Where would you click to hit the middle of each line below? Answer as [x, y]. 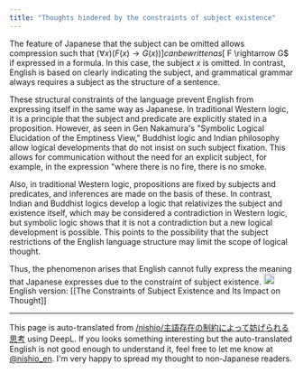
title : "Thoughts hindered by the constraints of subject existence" [143, 18]
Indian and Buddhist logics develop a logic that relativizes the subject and [146, 203]
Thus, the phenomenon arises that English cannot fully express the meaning [151, 268]
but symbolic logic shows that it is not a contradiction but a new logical [141, 222]
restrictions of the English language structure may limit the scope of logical [149, 241]
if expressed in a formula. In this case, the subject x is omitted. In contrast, [147, 62]
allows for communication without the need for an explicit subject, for [138, 157]
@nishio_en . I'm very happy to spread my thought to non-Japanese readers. [151, 359]
